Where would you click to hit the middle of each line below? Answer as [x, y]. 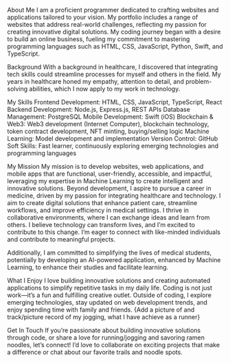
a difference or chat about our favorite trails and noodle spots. [95, 352]
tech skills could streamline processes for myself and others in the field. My [114, 74]
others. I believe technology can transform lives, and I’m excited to [101, 225]
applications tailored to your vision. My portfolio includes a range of [103, 17]
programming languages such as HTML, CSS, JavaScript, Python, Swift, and [115, 46]
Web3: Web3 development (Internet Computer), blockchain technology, [108, 124]
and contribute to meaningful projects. [61, 239]
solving [18, 89]
